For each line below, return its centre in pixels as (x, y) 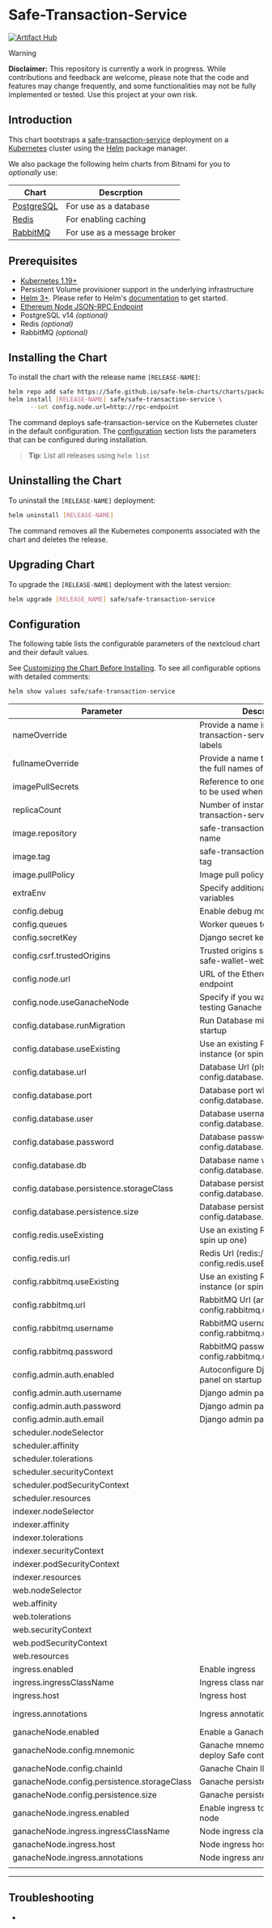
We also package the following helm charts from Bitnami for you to (119, 164)
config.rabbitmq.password (63, 1351)
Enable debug (226, 911)
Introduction (40, 120)
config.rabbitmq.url (49, 1305)
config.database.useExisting (66, 1049)
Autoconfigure (227, 1370)
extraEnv (30, 893)
